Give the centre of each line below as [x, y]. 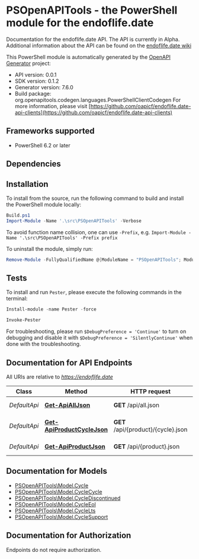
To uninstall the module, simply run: [49, 248]
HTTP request [150, 391]
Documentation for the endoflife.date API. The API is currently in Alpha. [93, 39]
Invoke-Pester [24, 320]
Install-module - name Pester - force [51, 309]
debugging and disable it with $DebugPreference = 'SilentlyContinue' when [99, 338]
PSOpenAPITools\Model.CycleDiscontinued [68, 498]
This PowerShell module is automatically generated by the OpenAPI [88, 57]
